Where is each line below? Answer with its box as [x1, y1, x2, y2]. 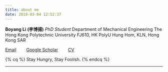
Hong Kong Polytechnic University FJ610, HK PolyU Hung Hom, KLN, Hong [5, 32, 159, 38]
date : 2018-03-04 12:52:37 [5, 12, 61, 17]
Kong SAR [5, 37, 26, 43]
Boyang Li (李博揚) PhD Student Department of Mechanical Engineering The [5, 26, 162, 32]
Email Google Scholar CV [5, 47, 74, 53]
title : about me [5, 7, 39, 12]
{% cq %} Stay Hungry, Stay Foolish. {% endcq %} [5, 56, 110, 62]
